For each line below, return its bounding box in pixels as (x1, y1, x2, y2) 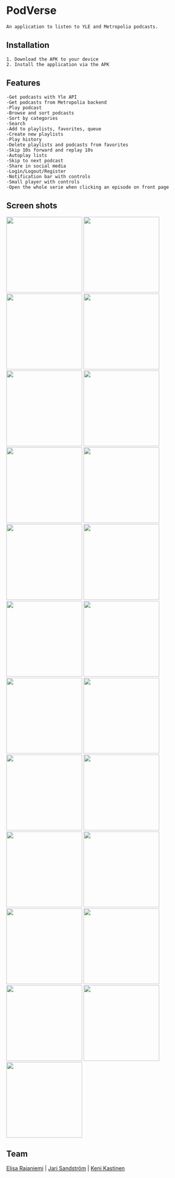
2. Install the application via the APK (6, 61, 110, 67)
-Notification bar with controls (6, 173, 91, 179)
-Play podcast (6, 104, 42, 111)
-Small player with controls (6, 179, 80, 185)
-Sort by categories (6, 115, 59, 121)
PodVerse (6, 4, 57, 18)
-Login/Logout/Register (6, 168, 67, 174)
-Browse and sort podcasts (6, 110, 74, 116)
